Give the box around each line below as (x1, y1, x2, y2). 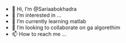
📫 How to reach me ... (11, 31, 67, 37)
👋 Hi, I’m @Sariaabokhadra (11, 6, 77, 12)
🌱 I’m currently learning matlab (11, 18, 87, 24)
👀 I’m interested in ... (11, 12, 62, 19)
